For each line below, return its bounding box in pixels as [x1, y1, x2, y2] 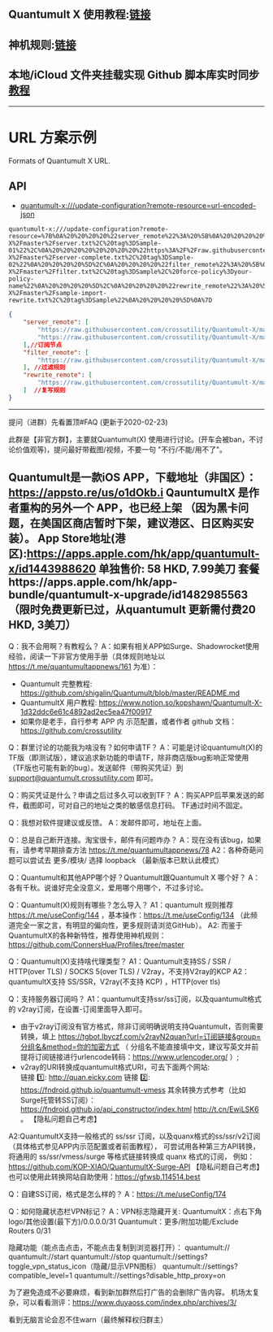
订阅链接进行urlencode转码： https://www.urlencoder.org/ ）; [34, 1051, 240, 1061]
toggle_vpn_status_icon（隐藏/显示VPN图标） [8, 1261, 161, 1271]
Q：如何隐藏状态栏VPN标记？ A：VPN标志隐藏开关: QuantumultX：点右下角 [8, 1206, 262, 1216]
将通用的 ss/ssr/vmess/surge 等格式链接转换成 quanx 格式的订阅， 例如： [8, 1151, 255, 1161]
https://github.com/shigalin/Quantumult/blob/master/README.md [19, 688, 240, 698]
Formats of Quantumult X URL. [8, 155, 111, 165]
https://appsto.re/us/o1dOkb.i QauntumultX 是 [8, 486, 249, 500]
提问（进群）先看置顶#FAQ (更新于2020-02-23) [8, 417, 168, 427]
